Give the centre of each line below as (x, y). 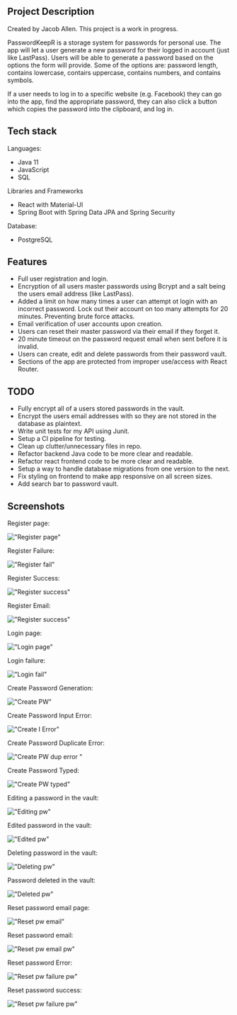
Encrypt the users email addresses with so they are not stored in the (117, 416)
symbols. (21, 80)
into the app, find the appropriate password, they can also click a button (112, 101)
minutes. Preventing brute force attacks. (76, 316)
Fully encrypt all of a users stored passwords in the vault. (101, 409)
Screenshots (36, 506)
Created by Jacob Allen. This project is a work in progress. (93, 28)
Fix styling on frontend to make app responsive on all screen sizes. (115, 476)
